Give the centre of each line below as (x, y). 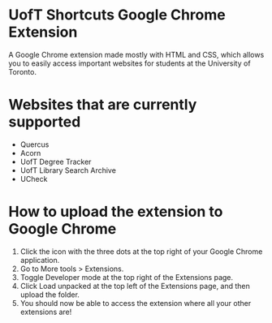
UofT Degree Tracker (56, 161)
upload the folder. (50, 295)
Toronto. (22, 71)
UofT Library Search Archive (68, 170)
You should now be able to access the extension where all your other (136, 303)
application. (40, 260)
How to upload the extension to (116, 212)
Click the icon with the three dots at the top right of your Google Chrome (141, 251)
